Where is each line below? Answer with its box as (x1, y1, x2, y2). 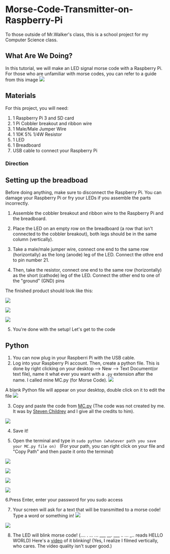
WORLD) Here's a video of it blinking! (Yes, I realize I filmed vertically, (12, 538, 159, 544)
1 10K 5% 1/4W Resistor (12, 131, 63, 137)
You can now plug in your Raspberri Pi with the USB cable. (12, 355, 135, 361)
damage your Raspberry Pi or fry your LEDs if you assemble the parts (5, 195, 151, 201)
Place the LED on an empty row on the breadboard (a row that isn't (12, 226, 153, 232)
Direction (5, 160, 29, 167)
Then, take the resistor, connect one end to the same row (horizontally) (12, 267, 162, 273)
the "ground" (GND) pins (12, 278, 65, 284)
